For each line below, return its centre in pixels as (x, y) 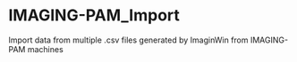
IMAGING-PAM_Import (94, 15)
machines (45, 49)
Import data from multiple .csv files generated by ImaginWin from (128, 40)
